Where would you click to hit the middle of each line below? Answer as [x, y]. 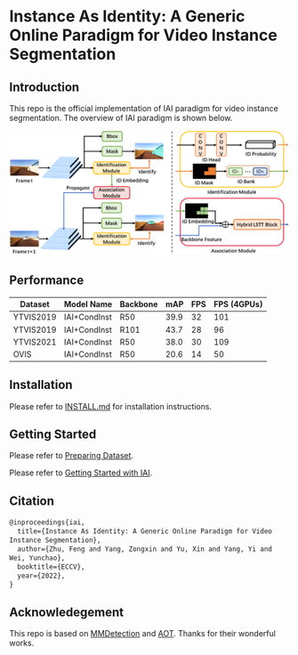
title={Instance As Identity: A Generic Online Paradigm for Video [145, 531]
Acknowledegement [67, 612]
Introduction [44, 87]
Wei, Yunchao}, [37, 558]
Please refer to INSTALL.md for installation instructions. [110, 406]
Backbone [139, 304]
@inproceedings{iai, [48, 522]
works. [22, 643]
